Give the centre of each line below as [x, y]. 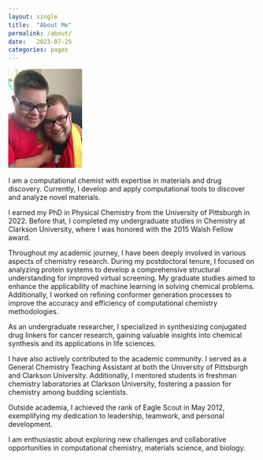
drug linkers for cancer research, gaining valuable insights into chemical [125, 336]
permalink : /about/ [40, 33]
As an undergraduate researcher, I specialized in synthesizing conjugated [127, 327]
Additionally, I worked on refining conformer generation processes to [120, 295]
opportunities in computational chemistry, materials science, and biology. [127, 448]
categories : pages [38, 50]
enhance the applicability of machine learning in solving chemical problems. [131, 287]
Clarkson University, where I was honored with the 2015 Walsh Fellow [121, 229]
